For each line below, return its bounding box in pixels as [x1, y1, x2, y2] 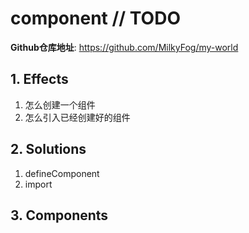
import [24, 178, 53, 190]
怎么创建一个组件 [24, 98, 96, 111]
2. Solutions [10, 141, 87, 158]
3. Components [10, 207, 109, 224]
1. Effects [10, 71, 69, 88]
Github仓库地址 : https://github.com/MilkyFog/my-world [10, 41, 239, 53]
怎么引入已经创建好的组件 [24, 111, 131, 123]
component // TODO [10, 7, 181, 30]
